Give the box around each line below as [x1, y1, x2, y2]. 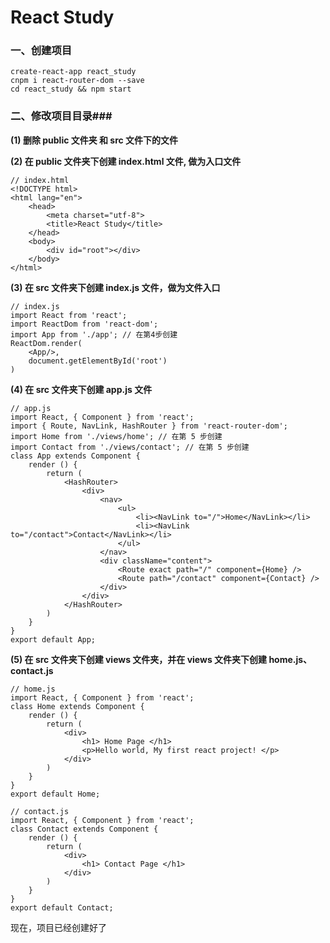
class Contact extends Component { [10, 824, 159, 834]
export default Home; [10, 789, 101, 799]
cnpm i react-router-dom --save [10, 76, 145, 86]
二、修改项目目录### [10, 109, 113, 123]
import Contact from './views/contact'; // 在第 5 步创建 [10, 442, 250, 452]
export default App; [10, 634, 97, 645]
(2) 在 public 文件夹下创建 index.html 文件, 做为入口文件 [10, 155, 242, 167]
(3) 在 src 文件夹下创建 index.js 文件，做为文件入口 [10, 281, 221, 293]
